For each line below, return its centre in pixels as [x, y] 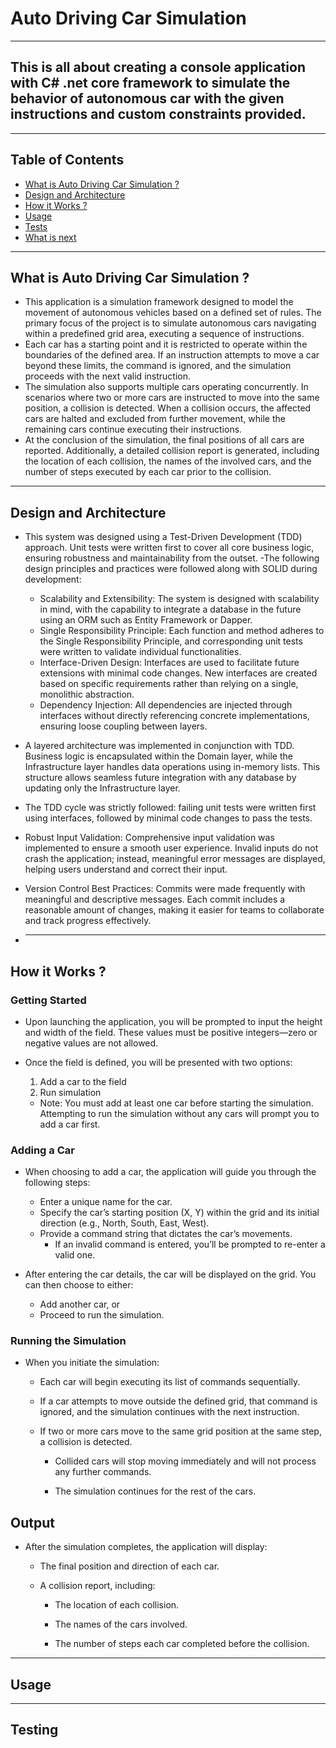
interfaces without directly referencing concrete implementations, [174, 716]
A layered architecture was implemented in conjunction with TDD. [159, 746]
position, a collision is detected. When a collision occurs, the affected [168, 408]
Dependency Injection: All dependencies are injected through [166, 705]
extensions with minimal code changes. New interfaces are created [178, 673]
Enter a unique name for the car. [106, 1202]
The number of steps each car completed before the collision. [182, 1644]
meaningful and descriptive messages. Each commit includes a [155, 899]
